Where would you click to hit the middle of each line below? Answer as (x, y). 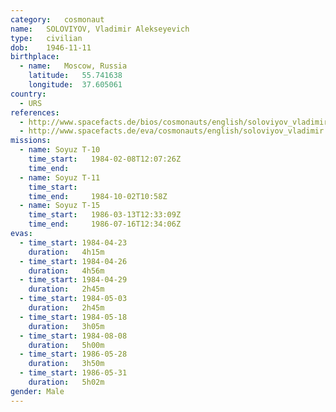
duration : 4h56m (66, 271)
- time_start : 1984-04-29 (73, 280)
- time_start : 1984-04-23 (73, 242)
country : (28, 94)
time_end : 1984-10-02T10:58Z (98, 196)
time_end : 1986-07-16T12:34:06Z (105, 224)
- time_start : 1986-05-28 (73, 354)
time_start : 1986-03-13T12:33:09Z (105, 215)
